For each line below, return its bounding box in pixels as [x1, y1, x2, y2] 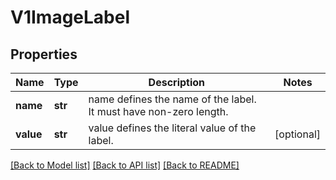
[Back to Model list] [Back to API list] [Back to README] [10, 159, 240, 171]
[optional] [274, 127, 321, 141]
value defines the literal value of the [88, 121, 257, 135]
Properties [10, 46, 78, 63]
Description [148, 76, 206, 89]
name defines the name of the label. [88, 92, 257, 106]
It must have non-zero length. [88, 105, 229, 118]
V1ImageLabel [10, 6, 131, 29]
